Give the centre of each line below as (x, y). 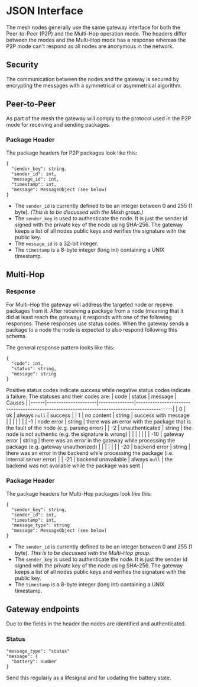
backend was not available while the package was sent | (75, 466)
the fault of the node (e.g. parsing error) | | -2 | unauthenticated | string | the (99, 428)
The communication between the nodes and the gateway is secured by (92, 79)
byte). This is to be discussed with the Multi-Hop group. (82, 553)
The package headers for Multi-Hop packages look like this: (79, 493)
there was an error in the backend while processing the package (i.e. (90, 453)
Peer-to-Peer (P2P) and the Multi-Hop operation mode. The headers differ (97, 33)
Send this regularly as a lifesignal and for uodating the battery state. (89, 678)
